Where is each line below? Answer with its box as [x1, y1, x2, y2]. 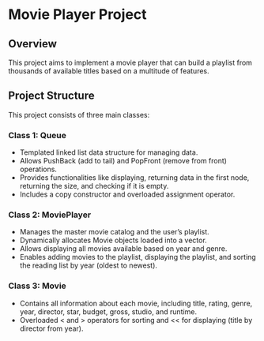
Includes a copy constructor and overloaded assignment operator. [19, 189, 236, 199]
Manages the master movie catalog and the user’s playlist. [19, 227, 209, 237]
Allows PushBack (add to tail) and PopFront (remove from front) [19, 156, 228, 166]
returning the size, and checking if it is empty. [19, 182, 169, 191]
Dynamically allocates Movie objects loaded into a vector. [19, 235, 207, 245]
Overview [8, 37, 58, 51]
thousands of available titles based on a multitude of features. [8, 66, 209, 76]
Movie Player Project [8, 6, 148, 24]
